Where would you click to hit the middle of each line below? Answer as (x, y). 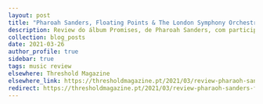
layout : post (29, 15)
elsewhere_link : (34, 81)
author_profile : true (43, 52)
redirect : (24, 88)
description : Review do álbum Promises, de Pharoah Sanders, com (117, 30)
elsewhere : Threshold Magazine (59, 74)
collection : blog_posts (47, 37)
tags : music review (40, 66)
